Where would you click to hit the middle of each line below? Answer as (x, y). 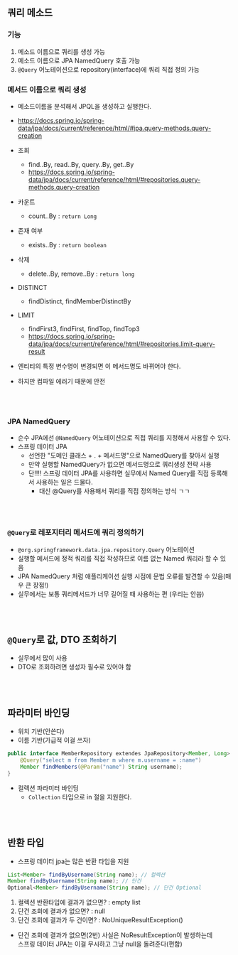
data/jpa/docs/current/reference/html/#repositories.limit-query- (121, 344)
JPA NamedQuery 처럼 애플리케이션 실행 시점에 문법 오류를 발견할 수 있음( (121, 576)
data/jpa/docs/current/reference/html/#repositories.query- (114, 179)
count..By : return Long (63, 216)
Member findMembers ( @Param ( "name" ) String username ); (101, 767)
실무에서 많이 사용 (42, 658)
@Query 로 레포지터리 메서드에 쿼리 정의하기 (76, 533)
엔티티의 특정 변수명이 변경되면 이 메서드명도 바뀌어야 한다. (99, 366)
